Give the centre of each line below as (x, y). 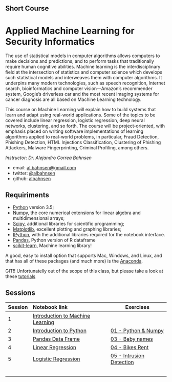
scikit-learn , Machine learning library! (52, 246)
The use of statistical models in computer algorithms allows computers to (83, 56)
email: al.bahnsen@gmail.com (44, 168)
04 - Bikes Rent (130, 347)
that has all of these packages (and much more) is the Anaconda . (74, 261)
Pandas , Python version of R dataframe (54, 240)
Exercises (137, 307)
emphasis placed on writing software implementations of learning (74, 131)
